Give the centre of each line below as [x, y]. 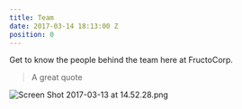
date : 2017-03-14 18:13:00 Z [64, 26]
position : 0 [31, 34]
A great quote [57, 77]
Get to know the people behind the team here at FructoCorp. [121, 60]
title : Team [31, 18]
